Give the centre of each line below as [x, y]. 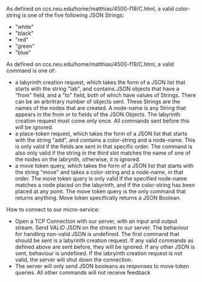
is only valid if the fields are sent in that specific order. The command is [104, 146]
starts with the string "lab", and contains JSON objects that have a [97, 89]
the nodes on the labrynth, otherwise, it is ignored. [77, 159]
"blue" [23, 53]
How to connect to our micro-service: [53, 210]
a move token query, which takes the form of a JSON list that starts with [104, 166]
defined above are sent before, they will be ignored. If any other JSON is [105, 247]
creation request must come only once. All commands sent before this [102, 121]
